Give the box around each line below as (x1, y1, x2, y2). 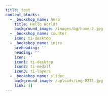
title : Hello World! (14, 21, 58, 27)
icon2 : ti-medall (14, 64, 51, 69)
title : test (5, 7, 30, 13)
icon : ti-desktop (14, 36, 51, 41)
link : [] (14, 83, 33, 88)
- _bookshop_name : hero (10, 17, 60, 22)
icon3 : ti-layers (14, 69, 51, 74)
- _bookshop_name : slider (10, 74, 65, 79)
